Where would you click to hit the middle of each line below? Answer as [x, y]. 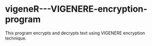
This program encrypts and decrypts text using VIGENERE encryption [75, 33]
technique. [16, 38]
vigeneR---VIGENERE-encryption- [76, 9]
